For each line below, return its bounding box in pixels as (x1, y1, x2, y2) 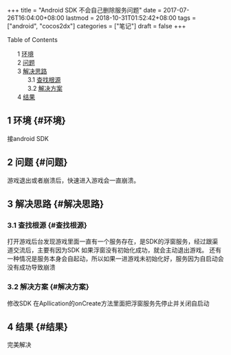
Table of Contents (7, 36, 58, 43)
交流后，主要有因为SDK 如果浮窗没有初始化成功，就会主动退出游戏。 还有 (12, 246, 222, 255)
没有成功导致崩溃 (7, 263, 56, 272)
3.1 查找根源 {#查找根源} (7, 220, 87, 230)
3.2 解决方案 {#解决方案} (7, 282, 89, 292)
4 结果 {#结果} (7, 321, 69, 332)
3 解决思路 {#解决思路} (7, 198, 104, 210)
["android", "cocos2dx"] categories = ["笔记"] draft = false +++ (7, 22, 186, 30)
